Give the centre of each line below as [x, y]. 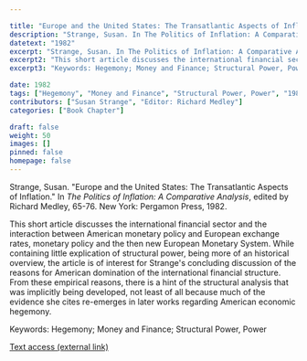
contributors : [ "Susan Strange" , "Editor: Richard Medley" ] [127, 101]
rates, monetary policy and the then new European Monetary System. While [152, 243]
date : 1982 [30, 85]
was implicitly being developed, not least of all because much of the [138, 292]
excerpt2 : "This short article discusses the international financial [147, 60]
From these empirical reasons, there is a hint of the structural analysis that [149, 282]
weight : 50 [30, 135]
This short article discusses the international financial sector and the [138, 224]
